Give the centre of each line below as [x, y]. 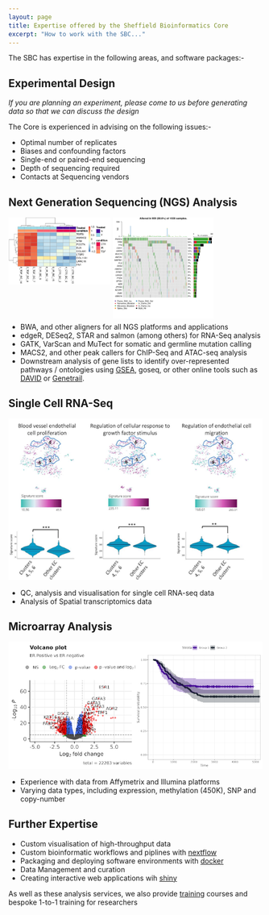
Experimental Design [62, 83]
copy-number [43, 799]
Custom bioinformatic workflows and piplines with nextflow [118, 852]
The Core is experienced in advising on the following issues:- [110, 127]
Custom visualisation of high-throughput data [95, 843]
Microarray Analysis [60, 627]
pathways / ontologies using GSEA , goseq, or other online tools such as [139, 369]
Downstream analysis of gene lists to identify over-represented [124, 361]
